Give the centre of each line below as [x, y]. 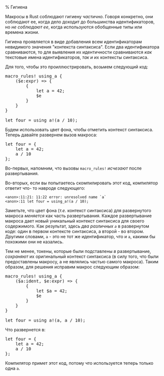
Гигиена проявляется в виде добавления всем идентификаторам [74, 42]
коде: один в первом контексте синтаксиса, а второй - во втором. [75, 231]
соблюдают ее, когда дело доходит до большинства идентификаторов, [80, 22]
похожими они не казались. [34, 242]
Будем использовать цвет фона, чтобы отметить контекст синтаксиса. [79, 130]
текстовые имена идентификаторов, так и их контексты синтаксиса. [77, 57]
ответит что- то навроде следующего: [45, 188]
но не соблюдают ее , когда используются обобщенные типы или [74, 27]
